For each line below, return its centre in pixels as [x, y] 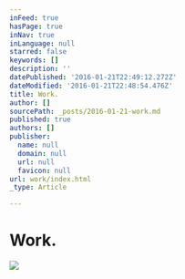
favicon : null [44, 170]
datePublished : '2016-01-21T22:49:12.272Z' [93, 77]
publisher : [30, 137]
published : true [40, 119]
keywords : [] [34, 60]
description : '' [40, 69]
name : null [38, 145]
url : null [36, 162]
